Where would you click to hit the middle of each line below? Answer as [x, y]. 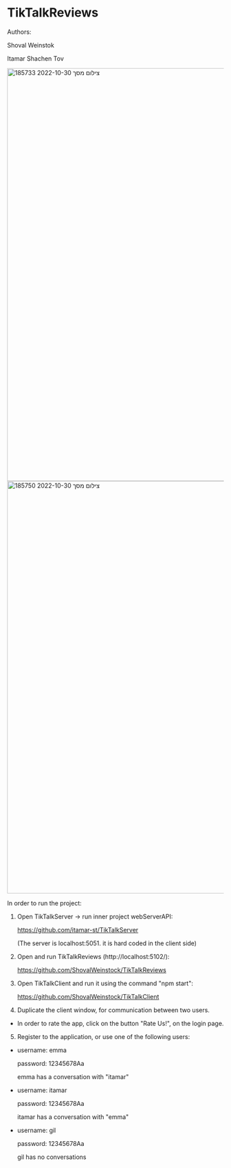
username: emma [42, 1050]
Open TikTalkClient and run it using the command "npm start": [105, 983]
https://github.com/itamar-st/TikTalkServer [78, 929]
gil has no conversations [52, 1157]
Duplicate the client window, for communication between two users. [113, 1010]
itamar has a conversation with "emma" [73, 1117]
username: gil [36, 1130]
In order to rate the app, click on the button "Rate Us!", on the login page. [120, 1023]
